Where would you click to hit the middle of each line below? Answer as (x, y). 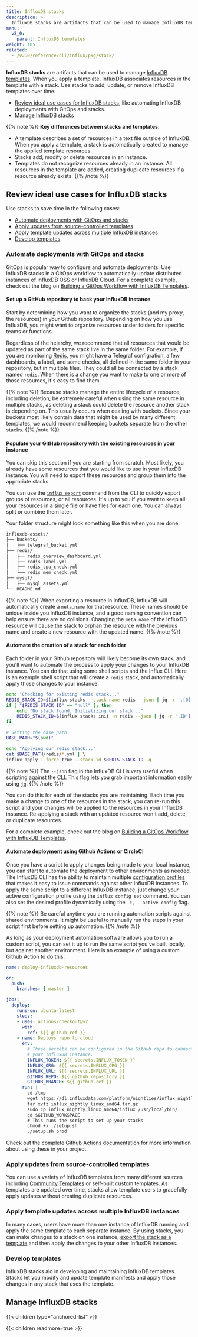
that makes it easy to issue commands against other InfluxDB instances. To (97, 883)
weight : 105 (21, 45)
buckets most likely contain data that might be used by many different (91, 417)
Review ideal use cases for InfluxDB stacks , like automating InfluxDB (98, 103)
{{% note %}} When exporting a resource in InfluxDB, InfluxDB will (87, 600)
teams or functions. (30, 331)
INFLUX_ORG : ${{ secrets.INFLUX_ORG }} (76, 1065)
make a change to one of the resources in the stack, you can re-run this (93, 801)
